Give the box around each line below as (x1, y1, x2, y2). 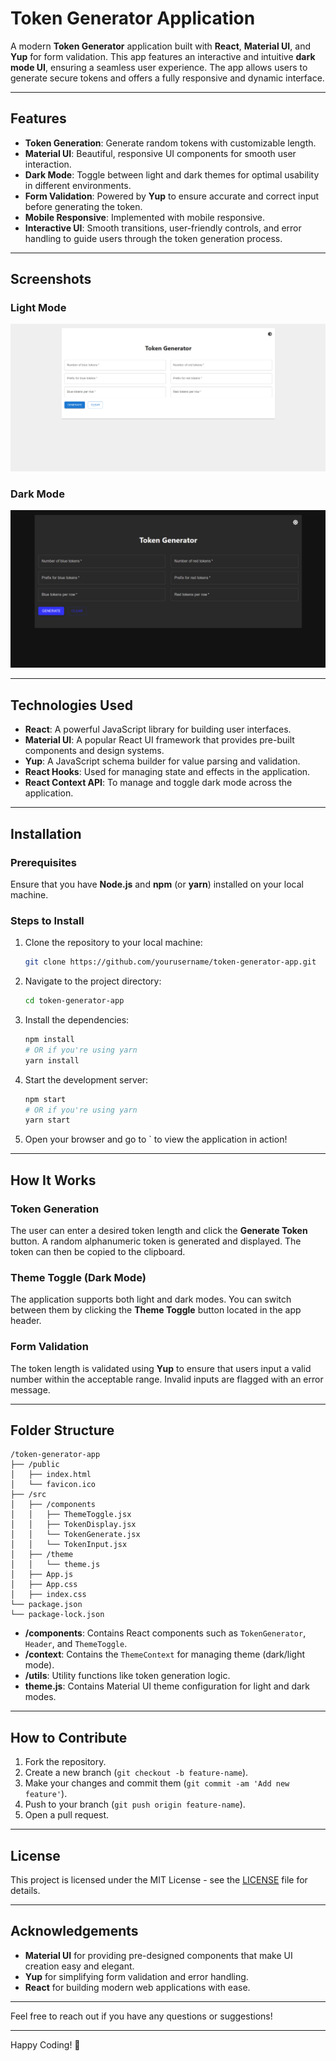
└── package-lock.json (10, 1610, 105, 1620)
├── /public (10, 1460, 60, 1470)
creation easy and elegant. (24, 1960, 135, 1972)
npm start (24, 1094, 67, 1104)
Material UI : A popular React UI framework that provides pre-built (24, 734, 295, 746)
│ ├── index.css (10, 1590, 87, 1600)
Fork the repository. (24, 1756, 107, 1768)
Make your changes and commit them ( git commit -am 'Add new (24, 1777, 290, 1789)
